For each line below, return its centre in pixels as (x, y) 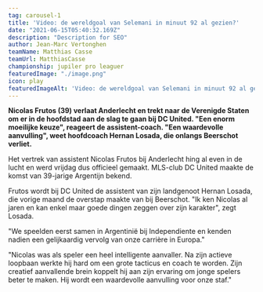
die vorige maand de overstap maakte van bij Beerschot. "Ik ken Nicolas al (128, 199)
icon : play (26, 81)
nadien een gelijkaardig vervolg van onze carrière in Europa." (106, 239)
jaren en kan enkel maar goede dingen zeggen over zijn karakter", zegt (122, 208)
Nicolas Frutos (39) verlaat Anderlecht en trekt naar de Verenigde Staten (129, 111)
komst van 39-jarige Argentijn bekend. (70, 176)
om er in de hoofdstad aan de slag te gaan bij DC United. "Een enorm (121, 119)
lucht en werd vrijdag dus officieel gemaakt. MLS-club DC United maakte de (131, 168)
